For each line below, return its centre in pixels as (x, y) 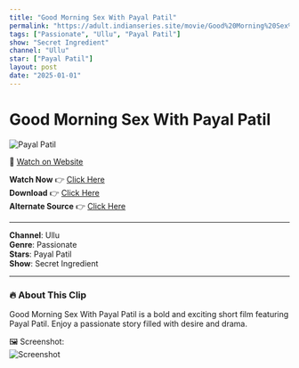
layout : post (33, 68)
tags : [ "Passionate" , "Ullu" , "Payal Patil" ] (95, 34)
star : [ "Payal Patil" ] (51, 59)
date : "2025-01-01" (45, 76)
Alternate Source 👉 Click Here (68, 206)
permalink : (29, 26)
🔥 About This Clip (48, 295)
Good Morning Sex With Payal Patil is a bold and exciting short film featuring (149, 314)
